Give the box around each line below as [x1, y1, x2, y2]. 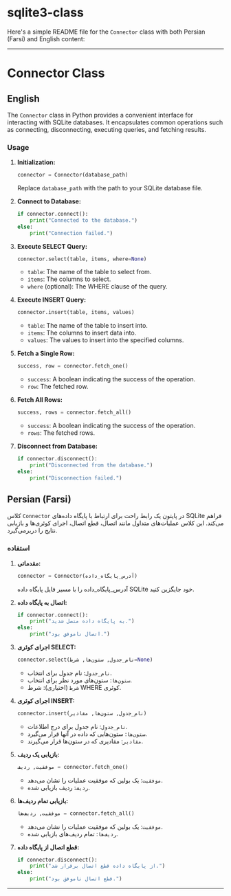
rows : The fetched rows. [27, 429, 96, 437]
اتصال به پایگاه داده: [16, 598, 67, 606]
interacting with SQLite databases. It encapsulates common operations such [7, 118, 223, 126]
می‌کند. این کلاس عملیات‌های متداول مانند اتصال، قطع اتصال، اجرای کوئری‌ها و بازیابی [7, 519, 224, 527]
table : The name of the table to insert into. [27, 322, 148, 330]
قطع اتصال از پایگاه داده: [16, 843, 80, 851]
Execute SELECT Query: [16, 242, 88, 250]
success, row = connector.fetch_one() [16, 363, 129, 370]
